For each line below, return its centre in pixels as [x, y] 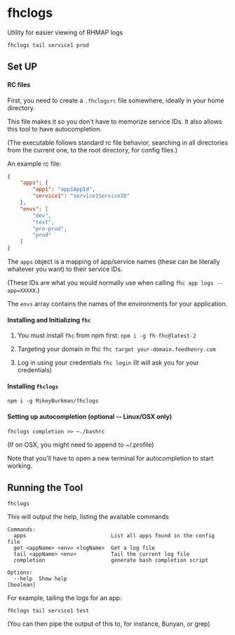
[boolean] [22, 585]
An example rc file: [34, 164]
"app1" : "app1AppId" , [64, 190]
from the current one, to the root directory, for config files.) [92, 150]
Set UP [22, 67]
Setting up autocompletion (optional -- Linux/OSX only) [90, 417]
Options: [20, 573]
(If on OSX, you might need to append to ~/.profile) [81, 445]
